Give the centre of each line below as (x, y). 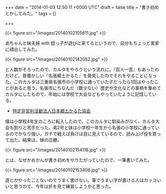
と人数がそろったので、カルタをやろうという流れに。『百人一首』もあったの (82, 69)
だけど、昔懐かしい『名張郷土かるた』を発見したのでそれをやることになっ (81, 75)
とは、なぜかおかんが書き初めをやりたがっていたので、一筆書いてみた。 (79, 160)
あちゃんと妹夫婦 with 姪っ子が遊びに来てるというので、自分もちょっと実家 (82, 43)
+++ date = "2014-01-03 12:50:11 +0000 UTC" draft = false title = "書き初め (82, 7)
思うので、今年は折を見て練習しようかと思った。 (64, 186)
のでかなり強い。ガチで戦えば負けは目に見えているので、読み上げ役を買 (83, 134)
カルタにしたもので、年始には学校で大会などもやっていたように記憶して (79, 94)
